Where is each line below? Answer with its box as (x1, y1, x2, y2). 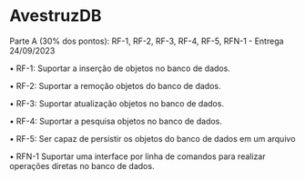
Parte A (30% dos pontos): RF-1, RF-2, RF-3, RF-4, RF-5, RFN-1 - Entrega (9, 35, 284, 46)
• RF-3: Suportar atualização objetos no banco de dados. (9, 97, 225, 109)
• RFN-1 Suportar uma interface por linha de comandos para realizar (9, 151, 266, 162)
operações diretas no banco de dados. (9, 160, 155, 171)
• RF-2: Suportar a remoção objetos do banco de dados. (9, 80, 221, 91)
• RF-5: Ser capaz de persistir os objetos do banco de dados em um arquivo (9, 133, 296, 144)
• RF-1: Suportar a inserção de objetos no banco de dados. (9, 63, 230, 74)
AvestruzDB (9, 5, 102, 26)
